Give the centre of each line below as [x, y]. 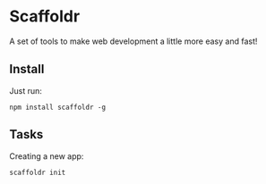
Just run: [26, 90]
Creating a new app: [47, 156]
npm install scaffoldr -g [57, 107]
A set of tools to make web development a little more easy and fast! [133, 41]
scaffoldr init [38, 172]
